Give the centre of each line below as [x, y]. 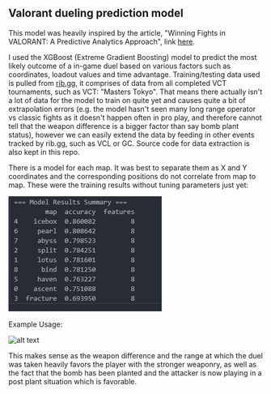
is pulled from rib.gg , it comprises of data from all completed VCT [118, 83]
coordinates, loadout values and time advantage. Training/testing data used [134, 74]
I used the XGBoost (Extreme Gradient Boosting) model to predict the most [133, 57]
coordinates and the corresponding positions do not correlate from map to [132, 176]
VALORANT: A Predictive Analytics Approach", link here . [102, 41]
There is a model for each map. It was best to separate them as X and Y [128, 167]
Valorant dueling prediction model [96, 13]
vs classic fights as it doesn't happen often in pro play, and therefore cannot [135, 118]
